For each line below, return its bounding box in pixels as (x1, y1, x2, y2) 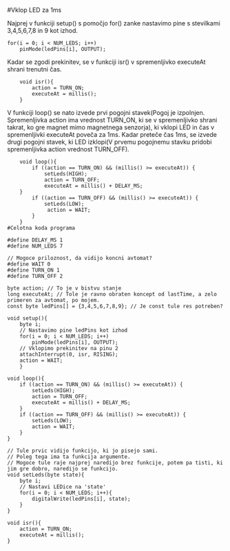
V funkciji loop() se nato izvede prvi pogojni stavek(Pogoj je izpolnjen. (7, 109, 205, 116)
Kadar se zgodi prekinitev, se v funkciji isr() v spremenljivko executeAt (7, 58, 206, 66)
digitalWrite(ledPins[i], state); (32, 495, 131, 502)
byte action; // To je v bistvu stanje (7, 285, 122, 292)
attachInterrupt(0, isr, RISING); (19, 351, 118, 358)
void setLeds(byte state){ (7, 471, 85, 478)
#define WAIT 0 (7, 261, 51, 268)
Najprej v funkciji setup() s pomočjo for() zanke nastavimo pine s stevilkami (7, 19, 220, 27)
